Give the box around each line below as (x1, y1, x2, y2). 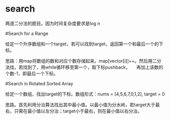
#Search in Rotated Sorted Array (5, 80, 74, 86)
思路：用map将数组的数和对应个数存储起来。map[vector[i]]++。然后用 (5, 57, 153, 64)
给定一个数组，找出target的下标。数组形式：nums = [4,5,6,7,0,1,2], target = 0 (5, 91, 165, 97)
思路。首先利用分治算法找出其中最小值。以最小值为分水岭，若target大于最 (5, 101, 160, 107)
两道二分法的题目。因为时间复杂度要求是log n (5, 20, 100, 26)
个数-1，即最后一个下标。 (5, 70, 58, 76)
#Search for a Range (5, 30, 49, 36)
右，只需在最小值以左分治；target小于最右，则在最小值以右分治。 (5, 108, 142, 114)
